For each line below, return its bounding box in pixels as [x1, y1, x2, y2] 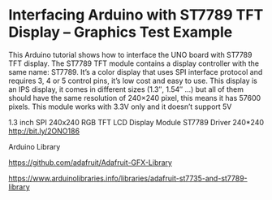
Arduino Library [8, 141, 61, 151]
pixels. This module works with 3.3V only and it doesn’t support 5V [8, 102, 232, 111]
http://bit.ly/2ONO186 [8, 126, 80, 136]
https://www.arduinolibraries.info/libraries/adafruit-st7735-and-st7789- [8, 173, 248, 183]
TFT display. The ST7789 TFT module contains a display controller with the [8, 59, 260, 68]
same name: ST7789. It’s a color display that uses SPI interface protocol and [8, 67, 263, 76]
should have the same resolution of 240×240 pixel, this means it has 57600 [8, 93, 261, 102]
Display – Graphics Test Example [8, 23, 233, 41]
